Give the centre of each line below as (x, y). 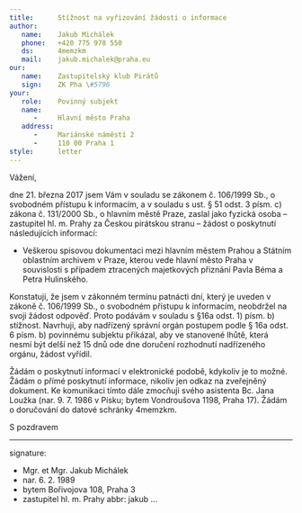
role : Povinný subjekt (70, 101)
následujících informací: (53, 233)
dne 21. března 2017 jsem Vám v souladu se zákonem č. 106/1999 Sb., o (142, 194)
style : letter (46, 151)
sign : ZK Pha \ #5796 (66, 85)
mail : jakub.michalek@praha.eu (86, 59)
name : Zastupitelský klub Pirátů (90, 76)
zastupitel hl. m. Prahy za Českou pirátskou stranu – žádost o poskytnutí (143, 223)
